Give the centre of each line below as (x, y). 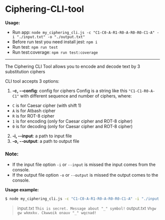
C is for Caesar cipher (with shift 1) (47, 105)
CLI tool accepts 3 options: (32, 81)
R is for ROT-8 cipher (33, 116)
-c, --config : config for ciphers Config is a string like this (70, 91)
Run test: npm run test (35, 47)
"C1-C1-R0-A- (142, 91)
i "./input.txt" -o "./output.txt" (49, 37)
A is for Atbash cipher (34, 110)
